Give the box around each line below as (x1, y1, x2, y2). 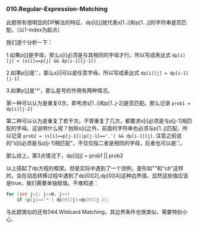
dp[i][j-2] (6, 106, 33, 113)
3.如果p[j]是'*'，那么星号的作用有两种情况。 (6, 87, 113, 94)
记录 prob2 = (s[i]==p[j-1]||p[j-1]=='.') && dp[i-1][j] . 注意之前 (11, 132, 177, 139)
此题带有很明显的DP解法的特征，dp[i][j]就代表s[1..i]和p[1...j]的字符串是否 (6, 19, 182, 26)
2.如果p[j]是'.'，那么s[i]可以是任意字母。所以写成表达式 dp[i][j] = (6, 69, 167, 76)
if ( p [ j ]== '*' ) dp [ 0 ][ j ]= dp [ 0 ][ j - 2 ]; (17, 197, 110, 203)
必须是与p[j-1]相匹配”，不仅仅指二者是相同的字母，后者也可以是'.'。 (21, 140, 186, 147)
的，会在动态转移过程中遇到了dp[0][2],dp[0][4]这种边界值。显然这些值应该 (6, 172, 189, 179)
